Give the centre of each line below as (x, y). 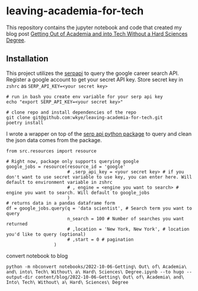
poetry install (25, 123)
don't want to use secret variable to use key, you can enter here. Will (99, 177)
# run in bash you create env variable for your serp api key (84, 96)
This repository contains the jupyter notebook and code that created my (94, 27)
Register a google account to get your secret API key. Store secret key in (95, 79)
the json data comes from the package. (54, 140)
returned (17, 224)
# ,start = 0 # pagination (100, 239)
